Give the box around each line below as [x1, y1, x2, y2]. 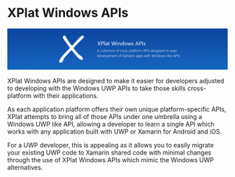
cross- [187, 84, 206, 92]
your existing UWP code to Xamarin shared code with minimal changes [7, 148, 212, 157]
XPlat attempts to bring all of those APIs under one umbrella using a [7, 113, 203, 121]
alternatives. [7, 163, 43, 172]
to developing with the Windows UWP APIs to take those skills [7, 84, 187, 92]
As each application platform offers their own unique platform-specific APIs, [7, 105, 227, 113]
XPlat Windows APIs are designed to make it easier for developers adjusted [7, 77, 225, 85]
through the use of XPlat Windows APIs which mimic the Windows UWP [7, 156, 215, 164]
